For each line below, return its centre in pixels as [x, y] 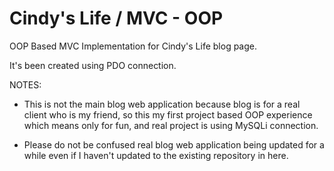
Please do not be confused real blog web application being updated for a [174, 144]
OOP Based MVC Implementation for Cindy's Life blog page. [133, 46]
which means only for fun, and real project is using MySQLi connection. [171, 125]
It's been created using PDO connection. [93, 65]
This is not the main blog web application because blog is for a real [162, 104]
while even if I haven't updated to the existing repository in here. [156, 155]
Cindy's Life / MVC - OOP [116, 18]
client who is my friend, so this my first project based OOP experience [168, 114]
